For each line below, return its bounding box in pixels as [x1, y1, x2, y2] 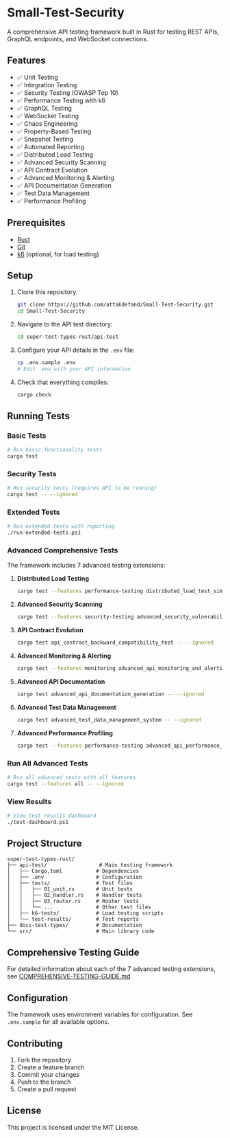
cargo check [16, 391, 51, 398]
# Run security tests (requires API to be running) [7, 484, 157, 492]
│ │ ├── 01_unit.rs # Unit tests [7, 886, 133, 893]
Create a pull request [16, 1084, 77, 1093]
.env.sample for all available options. [7, 1018, 110, 1026]
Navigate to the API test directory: [16, 320, 113, 328]
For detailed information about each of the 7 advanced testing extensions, [7, 965, 216, 973]
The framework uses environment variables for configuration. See [7, 1010, 193, 1018]
